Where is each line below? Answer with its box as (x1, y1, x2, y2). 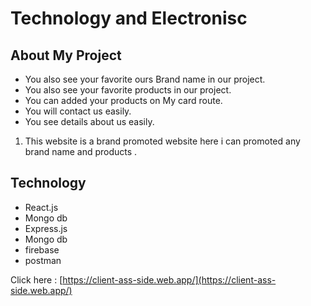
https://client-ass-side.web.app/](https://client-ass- (62, 273, 277, 286)
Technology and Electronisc (10, 7, 248, 30)
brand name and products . (24, 146, 138, 157)
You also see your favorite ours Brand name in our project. (24, 73, 266, 85)
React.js (24, 201, 59, 213)
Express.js (24, 222, 68, 234)
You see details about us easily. (24, 116, 155, 127)
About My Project (10, 47, 122, 64)
